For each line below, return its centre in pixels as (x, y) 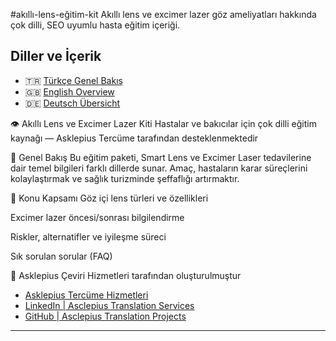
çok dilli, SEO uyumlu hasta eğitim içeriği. (95, 25)
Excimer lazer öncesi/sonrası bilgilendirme (97, 217)
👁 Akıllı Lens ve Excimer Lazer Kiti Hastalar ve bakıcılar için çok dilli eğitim (163, 123)
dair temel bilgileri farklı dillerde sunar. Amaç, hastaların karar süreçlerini (159, 168)
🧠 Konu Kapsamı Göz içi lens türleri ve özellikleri (109, 198)
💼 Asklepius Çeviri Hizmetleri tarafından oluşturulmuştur (126, 275)
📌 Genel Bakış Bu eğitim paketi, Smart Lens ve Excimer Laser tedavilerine (161, 157)
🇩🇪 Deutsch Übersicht (72, 103)
